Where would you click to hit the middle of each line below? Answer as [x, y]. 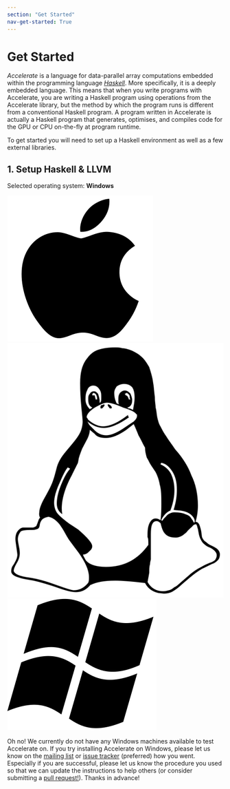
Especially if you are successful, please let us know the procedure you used [115, 764]
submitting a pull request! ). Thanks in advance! [73, 778]
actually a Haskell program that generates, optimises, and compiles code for [115, 120]
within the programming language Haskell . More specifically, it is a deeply [112, 83]
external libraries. [32, 147]
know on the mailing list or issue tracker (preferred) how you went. [101, 756]
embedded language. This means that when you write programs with [105, 90]
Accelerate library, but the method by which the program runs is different [111, 105]
